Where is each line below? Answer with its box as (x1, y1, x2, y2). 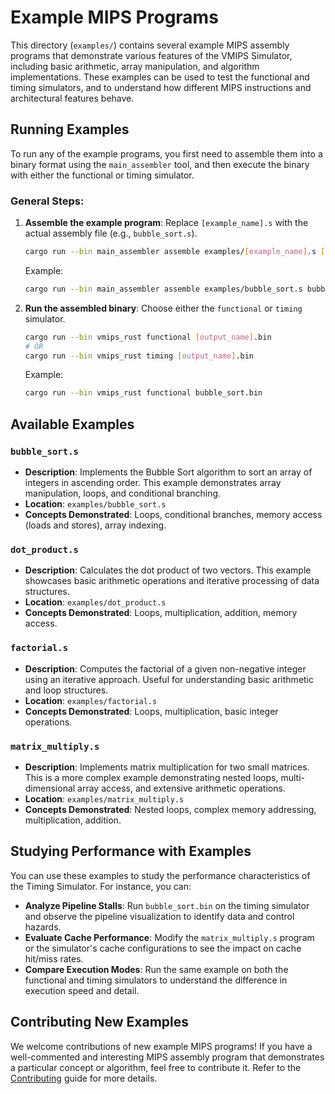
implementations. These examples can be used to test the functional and (10, 71, 310, 83)
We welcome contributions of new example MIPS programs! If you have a (10, 1040, 313, 1052)
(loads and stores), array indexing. (24, 519, 167, 531)
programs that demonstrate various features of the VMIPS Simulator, (10, 49, 293, 61)
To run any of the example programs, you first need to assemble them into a (10, 147, 323, 160)
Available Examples (10, 416, 135, 433)
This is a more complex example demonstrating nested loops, (24, 771, 279, 783)
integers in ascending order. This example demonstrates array (24, 476, 282, 488)
